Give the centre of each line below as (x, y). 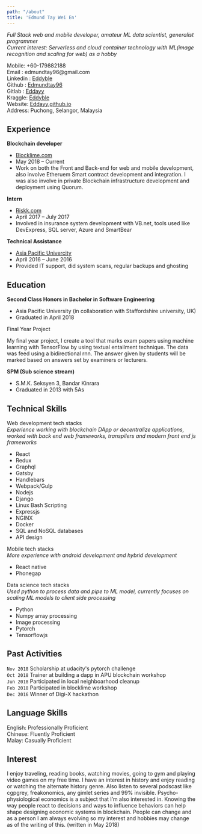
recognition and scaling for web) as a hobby (62, 54)
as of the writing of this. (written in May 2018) (63, 825)
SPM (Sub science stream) (41, 372)
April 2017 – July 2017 (42, 217)
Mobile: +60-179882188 (36, 65)
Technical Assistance (34, 241)
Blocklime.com (34, 155)
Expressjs (28, 511)
